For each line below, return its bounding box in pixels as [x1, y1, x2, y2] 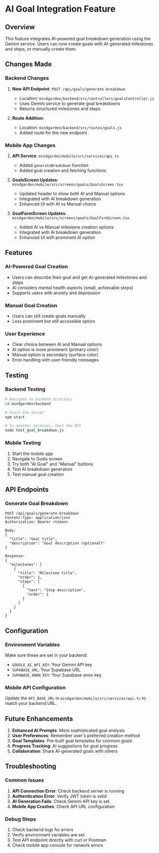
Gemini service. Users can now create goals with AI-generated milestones [5, 41, 154, 47]
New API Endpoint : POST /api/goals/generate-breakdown [12, 86, 126, 92]
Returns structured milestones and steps [19, 106, 101, 112]
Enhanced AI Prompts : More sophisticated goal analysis [12, 727, 125, 733]
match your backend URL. [5, 701, 57, 706]
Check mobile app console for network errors [12, 842, 103, 848]
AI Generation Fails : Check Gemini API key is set [12, 798, 110, 804]
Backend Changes [5, 75, 49, 81]
